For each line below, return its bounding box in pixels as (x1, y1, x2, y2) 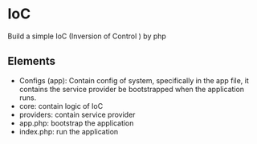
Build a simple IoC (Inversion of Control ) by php (7, 31, 166, 41)
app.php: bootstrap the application (18, 118, 134, 128)
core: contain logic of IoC (18, 101, 104, 110)
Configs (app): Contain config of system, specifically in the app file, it (18, 75, 250, 85)
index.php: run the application (18, 126, 119, 136)
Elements (7, 54, 56, 68)
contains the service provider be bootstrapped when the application (18, 84, 245, 94)
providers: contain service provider (18, 110, 136, 119)
